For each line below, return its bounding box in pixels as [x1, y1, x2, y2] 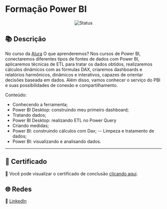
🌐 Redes [5, 185, 32, 193]
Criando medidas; [12, 123, 49, 129]
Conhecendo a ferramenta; [12, 101, 68, 107]
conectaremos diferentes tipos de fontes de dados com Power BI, [5, 56, 140, 62]
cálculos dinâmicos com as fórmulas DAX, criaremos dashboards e [5, 66, 143, 72]
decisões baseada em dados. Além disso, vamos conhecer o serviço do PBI [5, 77, 161, 83]
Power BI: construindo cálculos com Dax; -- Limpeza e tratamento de [12, 128, 155, 134]
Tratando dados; [12, 112, 46, 118]
